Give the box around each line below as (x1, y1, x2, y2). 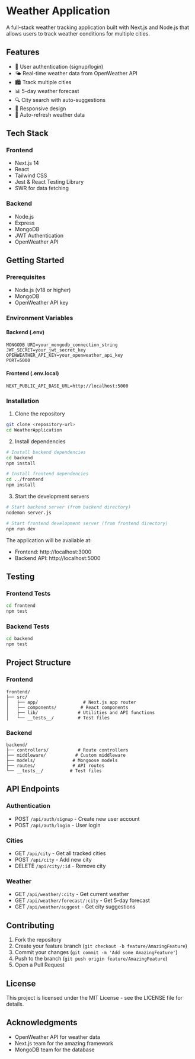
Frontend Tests (6, 589, 51, 597)
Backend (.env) (6, 328, 45, 335)
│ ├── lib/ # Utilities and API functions (6, 709, 155, 715)
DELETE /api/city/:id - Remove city (14, 862, 106, 869)
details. (6, 1000, 24, 1007)
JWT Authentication (14, 232, 64, 239)
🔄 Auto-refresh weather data (14, 111, 85, 118)
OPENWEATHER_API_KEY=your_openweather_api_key (6, 352, 123, 358)
